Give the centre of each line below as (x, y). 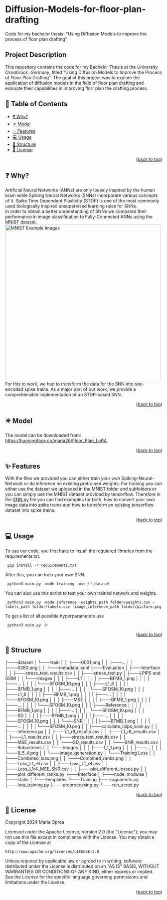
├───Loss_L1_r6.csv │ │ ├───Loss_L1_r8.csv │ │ (57, 763)
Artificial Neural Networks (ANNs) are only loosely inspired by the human (80, 190)
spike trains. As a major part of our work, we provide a (80, 389)
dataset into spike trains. (30, 510)
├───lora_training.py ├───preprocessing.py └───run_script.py (72, 785)
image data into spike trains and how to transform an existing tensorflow (79, 505)
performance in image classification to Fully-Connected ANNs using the (79, 217)
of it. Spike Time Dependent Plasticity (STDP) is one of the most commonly (82, 201)
